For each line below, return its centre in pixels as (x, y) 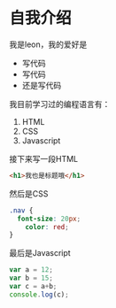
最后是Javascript (40, 253)
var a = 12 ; (31, 270)
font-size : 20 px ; (49, 219)
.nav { (21, 210)
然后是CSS (29, 193)
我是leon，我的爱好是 (48, 44)
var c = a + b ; (33, 287)
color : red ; (47, 227)
